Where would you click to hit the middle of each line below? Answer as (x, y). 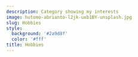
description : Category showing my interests (62, 12)
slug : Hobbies (24, 23)
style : (14, 28)
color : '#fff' (29, 39)
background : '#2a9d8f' (40, 34)
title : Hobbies (25, 45)
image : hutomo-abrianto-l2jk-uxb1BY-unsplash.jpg (69, 17)
